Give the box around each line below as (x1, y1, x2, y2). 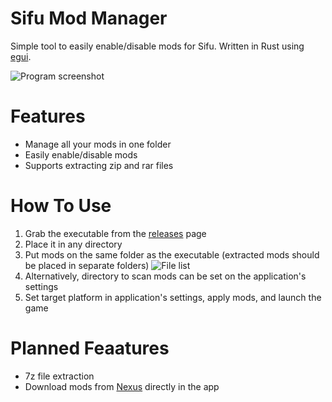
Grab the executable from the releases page (24, 227, 207, 239)
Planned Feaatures (10, 337, 170, 359)
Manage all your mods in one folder (24, 138, 172, 150)
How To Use (10, 195, 112, 217)
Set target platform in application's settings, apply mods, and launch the (24, 291, 322, 303)
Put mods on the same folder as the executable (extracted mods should (24, 248, 320, 261)
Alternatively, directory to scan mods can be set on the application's (24, 270, 307, 282)
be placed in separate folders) (24, 259, 150, 271)
